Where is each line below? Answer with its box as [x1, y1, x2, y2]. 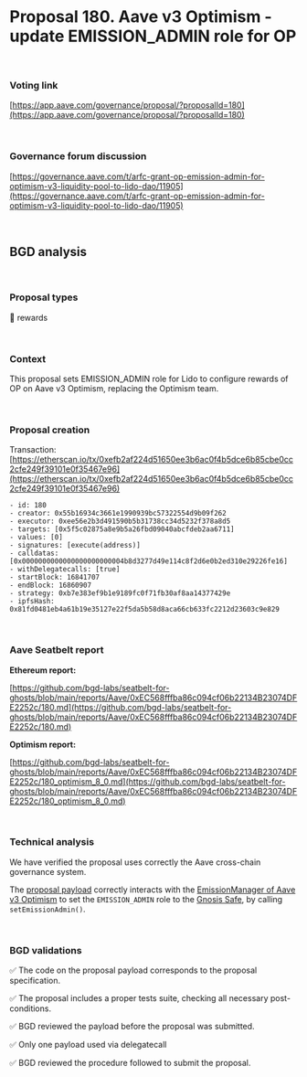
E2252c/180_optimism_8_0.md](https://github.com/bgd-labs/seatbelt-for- [9, 775, 286, 787]
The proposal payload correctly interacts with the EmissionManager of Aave [9, 884, 296, 895]
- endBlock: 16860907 [9, 581, 92, 591]
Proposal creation [9, 423, 90, 436]
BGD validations [9, 944, 82, 956]
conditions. [9, 1003, 52, 1014]
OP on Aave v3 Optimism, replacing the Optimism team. [9, 382, 219, 394]
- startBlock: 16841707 [9, 573, 101, 582]
